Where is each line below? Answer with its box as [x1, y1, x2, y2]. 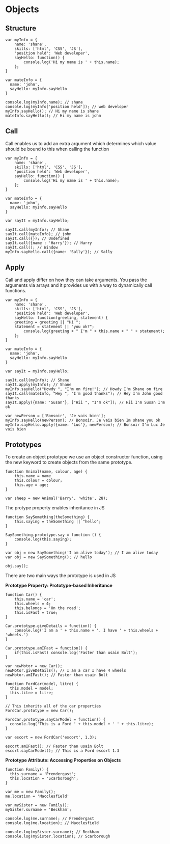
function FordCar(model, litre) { [5, 682, 79, 687]
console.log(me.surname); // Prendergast [5, 816, 95, 821]
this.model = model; [10, 686, 53, 691]
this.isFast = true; [14, 610, 58, 615]
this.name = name [14, 474, 51, 479]
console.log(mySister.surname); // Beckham [5, 829, 99, 835]
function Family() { [5, 767, 49, 772]
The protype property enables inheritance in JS [5, 505, 105, 511]
